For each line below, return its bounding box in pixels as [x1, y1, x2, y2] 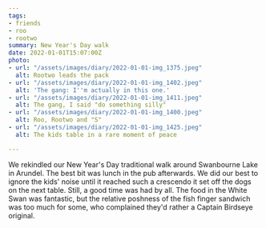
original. [8, 210, 35, 220]
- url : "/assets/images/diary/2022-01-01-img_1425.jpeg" [8, 123, 203, 131]
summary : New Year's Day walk [8, 42, 110, 50]
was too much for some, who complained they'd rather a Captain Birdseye [8, 202, 254, 212]
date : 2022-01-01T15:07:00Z [8, 49, 103, 57]
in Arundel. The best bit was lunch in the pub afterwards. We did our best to [8, 168, 259, 178]
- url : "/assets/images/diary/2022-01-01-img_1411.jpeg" [8, 94, 203, 102]
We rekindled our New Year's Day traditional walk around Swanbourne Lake [8, 159, 259, 169]
